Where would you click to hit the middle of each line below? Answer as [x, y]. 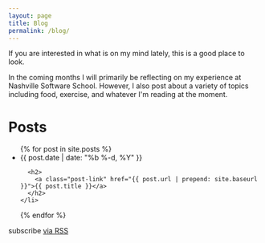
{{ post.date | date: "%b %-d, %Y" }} [81, 158]
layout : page [30, 16]
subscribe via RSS [39, 231]
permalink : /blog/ [39, 30]
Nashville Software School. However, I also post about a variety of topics [128, 86]
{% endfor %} [43, 215]
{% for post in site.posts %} [66, 149]
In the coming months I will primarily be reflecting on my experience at [125, 78]
